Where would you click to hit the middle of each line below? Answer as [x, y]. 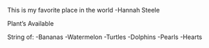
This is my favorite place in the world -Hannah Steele [84, 10]
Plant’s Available [31, 23]
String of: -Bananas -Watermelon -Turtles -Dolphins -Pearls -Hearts [105, 37]
